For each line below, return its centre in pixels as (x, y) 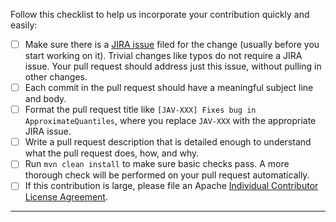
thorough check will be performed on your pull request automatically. (167, 175)
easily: (24, 25)
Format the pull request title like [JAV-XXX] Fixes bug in (140, 110)
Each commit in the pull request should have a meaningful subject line (169, 88)
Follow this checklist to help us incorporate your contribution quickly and (160, 14)
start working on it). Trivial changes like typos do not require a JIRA (163, 56)
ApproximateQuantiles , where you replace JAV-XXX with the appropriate (170, 121)
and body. (45, 99)
